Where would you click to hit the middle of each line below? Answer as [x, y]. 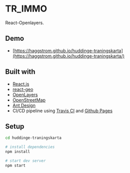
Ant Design [24, 105]
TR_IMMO [26, 9]
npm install [18, 152]
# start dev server [26, 161]
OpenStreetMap [29, 100]
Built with [20, 72]
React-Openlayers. [25, 23]
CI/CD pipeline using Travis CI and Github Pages [62, 111]
